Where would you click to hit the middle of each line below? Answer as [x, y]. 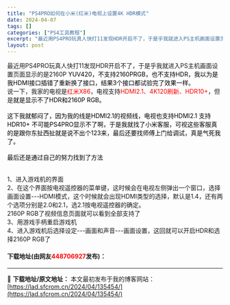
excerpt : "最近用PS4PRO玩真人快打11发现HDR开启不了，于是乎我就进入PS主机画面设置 [114, 39]
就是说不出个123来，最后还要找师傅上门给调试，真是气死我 [138, 133]
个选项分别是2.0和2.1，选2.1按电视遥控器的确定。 [76, 205]
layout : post [26, 45]
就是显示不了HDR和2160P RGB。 [59, 100]
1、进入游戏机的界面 [35, 179]
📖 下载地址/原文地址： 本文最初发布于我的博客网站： [81, 279]
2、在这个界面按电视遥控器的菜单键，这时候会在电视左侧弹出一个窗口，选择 [114, 188]
